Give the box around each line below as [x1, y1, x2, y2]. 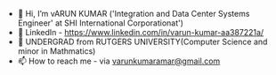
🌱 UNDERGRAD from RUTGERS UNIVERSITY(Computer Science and [17, 36, 268, 47]
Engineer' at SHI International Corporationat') [17, 18, 184, 28]
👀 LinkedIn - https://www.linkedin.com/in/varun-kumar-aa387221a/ [17, 27, 264, 37]
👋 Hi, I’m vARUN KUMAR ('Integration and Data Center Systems [17, 9, 250, 19]
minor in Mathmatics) [17, 46, 96, 56]
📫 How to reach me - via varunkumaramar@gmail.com [17, 56, 221, 66]
